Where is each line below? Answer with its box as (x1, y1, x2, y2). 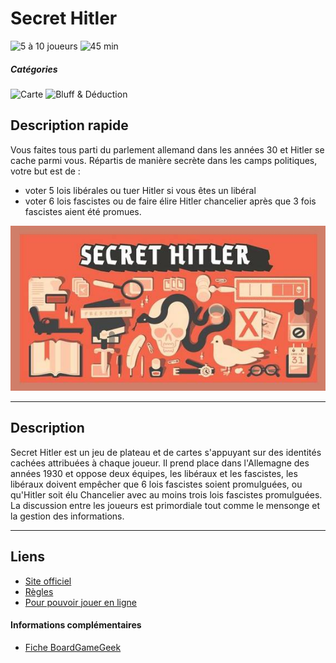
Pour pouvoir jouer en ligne (24, 596, 137, 608)
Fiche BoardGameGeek (24, 641, 122, 653)
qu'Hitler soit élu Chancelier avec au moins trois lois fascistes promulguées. (10, 488, 323, 501)
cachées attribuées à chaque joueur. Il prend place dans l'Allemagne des (10, 457, 310, 469)
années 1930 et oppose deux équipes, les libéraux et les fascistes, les (10, 467, 298, 479)
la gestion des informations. (10, 510, 125, 522)
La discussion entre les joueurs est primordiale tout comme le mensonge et (10, 499, 321, 511)
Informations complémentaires (10, 619, 142, 631)
